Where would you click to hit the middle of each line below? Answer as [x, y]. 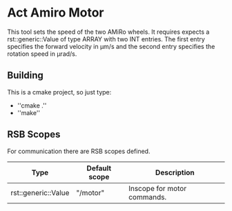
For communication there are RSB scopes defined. [79, 151]
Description [175, 172]
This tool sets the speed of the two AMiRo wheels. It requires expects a [108, 32]
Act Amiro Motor [56, 13]
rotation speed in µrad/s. [42, 54]
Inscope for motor [158, 188]
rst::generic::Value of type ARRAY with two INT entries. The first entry [106, 39]
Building [25, 76]
